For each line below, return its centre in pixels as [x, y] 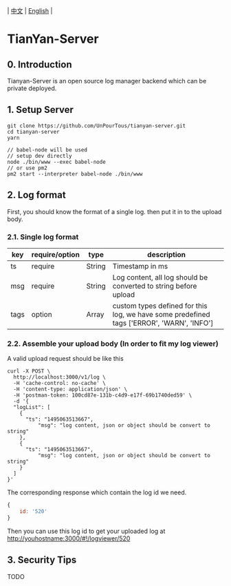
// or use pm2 [27, 168]
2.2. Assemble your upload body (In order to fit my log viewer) [113, 344]
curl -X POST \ [29, 371]
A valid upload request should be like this [65, 359]
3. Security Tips [42, 560]
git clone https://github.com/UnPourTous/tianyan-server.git [97, 126]
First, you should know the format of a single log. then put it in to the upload [114, 211]
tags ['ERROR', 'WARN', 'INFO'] [163, 323]
